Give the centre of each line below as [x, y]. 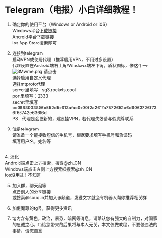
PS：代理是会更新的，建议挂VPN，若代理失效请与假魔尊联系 [73, 118]
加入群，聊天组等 [29, 185]
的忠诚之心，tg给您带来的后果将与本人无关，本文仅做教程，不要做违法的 [85, 224]
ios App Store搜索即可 [34, 43]
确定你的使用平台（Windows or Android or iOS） [61, 24]
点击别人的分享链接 [31, 192]
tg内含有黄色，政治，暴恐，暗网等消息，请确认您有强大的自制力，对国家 [85, 218]
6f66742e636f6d [30, 112]
